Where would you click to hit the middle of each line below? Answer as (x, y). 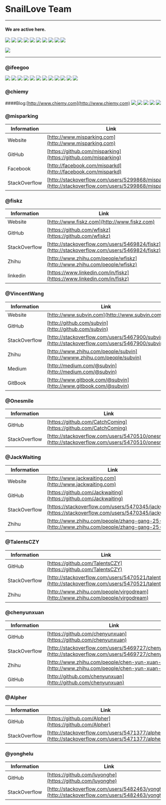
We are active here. (25, 29)
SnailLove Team (38, 9)
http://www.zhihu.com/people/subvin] (93, 351)
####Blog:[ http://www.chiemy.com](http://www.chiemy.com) (68, 103)
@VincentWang (24, 294)
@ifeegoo (17, 68)
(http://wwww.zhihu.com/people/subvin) (94, 357)
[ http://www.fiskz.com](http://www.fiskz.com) (101, 222)
